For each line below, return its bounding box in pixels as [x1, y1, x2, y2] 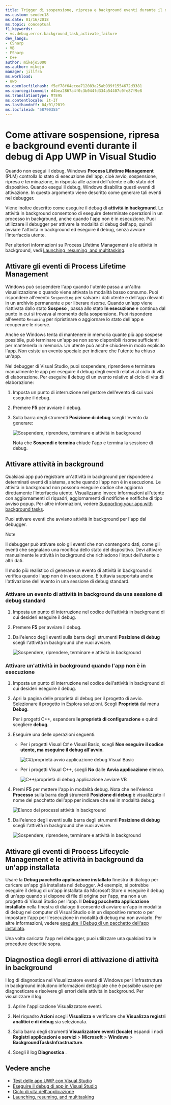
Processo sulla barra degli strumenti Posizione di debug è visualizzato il [12, 792, 165, 798]
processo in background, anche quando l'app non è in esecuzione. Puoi [5, 215, 156, 222]
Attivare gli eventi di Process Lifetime [5, 262, 126, 271]
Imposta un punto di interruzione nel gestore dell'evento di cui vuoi [12, 389, 153, 395]
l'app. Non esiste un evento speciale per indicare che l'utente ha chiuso [5, 348, 155, 354]
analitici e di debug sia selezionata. [12, 1018, 88, 1024]
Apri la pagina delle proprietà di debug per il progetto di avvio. [12, 695, 144, 702]
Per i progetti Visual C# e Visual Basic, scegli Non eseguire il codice [20, 741, 164, 748]
